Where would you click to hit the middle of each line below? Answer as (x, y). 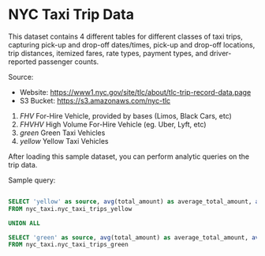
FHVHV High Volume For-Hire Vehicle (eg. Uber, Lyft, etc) (113, 124)
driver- (220, 53)
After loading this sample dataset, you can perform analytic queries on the (129, 156)
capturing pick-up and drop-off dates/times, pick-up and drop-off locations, (132, 44)
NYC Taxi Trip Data (71, 15)
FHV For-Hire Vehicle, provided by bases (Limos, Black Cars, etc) (126, 115)
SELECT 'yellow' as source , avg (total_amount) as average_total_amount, (130, 201)
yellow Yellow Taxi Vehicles (64, 141)
